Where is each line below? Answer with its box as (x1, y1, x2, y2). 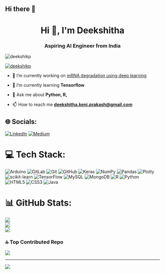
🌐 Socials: (5, 118, 37, 126)
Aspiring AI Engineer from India (44, 42, 121, 49)
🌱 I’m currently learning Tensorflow (12, 82, 85, 88)
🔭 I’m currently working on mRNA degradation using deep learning (12, 72, 147, 78)
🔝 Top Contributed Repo (5, 239, 64, 245)
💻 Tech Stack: (5, 149, 66, 160)
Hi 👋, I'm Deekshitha (40, 25, 125, 36)
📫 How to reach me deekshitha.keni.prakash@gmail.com (12, 102, 133, 107)
